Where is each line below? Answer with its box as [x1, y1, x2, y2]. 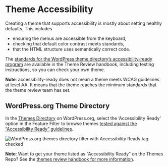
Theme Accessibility [5, 4, 93, 15]
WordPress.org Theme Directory [5, 102, 110, 110]
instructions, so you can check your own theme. [5, 67, 105, 73]
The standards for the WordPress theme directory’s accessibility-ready [5, 55, 153, 62]
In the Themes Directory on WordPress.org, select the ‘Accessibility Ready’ [5, 115, 161, 121]
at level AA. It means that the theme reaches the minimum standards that [5, 82, 157, 88]
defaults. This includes [5, 25, 52, 31]
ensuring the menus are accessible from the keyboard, [12, 35, 127, 41]
